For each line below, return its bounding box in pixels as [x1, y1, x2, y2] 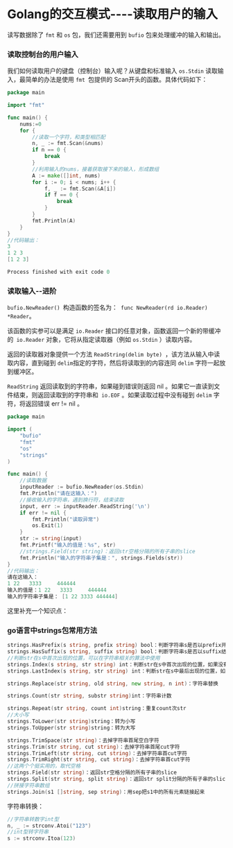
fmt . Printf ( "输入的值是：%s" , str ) [19, 542, 116, 548]
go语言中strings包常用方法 [7, 625, 98, 635]
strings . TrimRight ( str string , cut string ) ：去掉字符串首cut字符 [7, 756, 191, 763]
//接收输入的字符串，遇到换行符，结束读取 [19, 496, 124, 503]
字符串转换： [7, 802, 44, 810]
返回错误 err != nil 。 [25, 399, 84, 408]
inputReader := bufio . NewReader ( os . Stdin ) [19, 483, 144, 491]
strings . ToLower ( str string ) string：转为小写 [7, 718, 136, 725]
